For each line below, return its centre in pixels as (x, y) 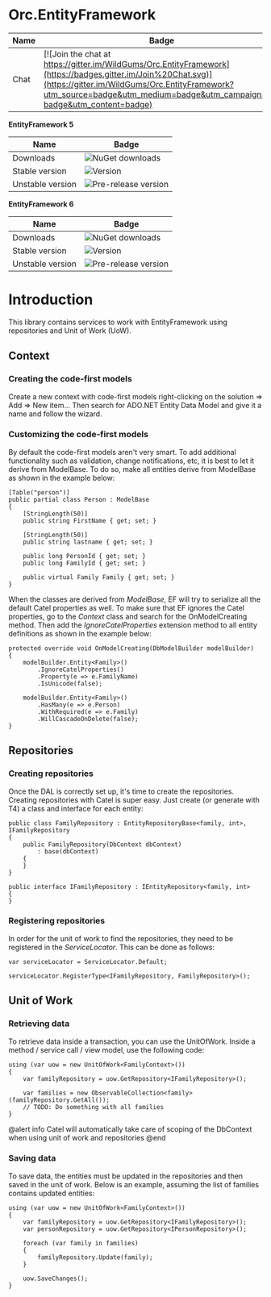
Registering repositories (57, 921)
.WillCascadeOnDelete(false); (88, 719)
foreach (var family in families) (81, 1243)
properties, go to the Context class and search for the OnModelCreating (128, 616)
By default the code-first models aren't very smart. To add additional (122, 452)
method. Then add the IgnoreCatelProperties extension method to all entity (133, 625)
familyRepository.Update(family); (95, 1257)
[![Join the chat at (77, 54)
